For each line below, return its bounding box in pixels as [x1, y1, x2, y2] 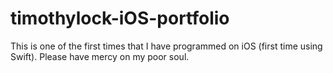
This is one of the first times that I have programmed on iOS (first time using [10, 40, 323, 52]
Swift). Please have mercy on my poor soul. [10, 50, 190, 62]
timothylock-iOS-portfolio [10, 7, 230, 30]
